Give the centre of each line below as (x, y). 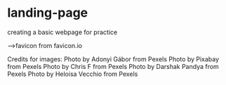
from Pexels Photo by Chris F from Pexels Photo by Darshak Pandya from (113, 66)
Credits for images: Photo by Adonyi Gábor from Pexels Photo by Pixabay (113, 59)
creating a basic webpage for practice (62, 32)
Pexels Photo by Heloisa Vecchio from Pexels (73, 74)
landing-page (48, 13)
